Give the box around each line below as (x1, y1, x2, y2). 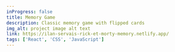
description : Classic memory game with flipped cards (6, 20, 145, 26)
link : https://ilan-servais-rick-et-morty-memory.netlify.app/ (6, 31, 170, 37)
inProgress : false (6, 8, 53, 15)
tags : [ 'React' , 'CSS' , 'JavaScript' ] (6, 36, 104, 42)
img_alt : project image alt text (6, 25, 91, 32)
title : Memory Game (6, 14, 56, 20)
